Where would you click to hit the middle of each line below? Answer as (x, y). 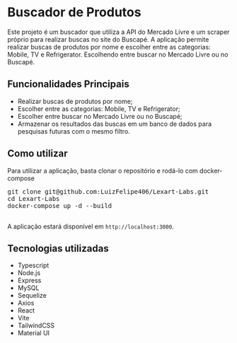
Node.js (29, 273)
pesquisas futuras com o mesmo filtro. (74, 131)
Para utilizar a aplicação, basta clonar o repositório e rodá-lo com (103, 170)
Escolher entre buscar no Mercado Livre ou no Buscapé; (100, 116)
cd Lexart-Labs (34, 198)
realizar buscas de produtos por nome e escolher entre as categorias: (109, 47)
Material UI (34, 333)
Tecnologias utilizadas (58, 248)
